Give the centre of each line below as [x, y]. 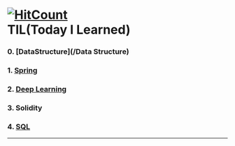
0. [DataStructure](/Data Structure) [68, 52]
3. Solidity [25, 108]
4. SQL [19, 126]
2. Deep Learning [37, 89]
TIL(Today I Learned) [69, 30]
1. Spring [22, 71]
